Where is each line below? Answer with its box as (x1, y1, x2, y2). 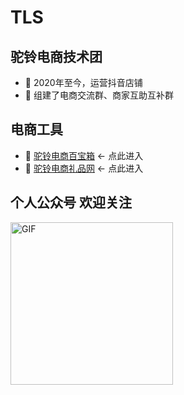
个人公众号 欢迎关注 (10, 194, 132, 211)
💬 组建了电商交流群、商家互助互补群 (24, 89, 174, 101)
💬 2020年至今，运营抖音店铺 (24, 77, 143, 88)
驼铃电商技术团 (10, 48, 103, 65)
